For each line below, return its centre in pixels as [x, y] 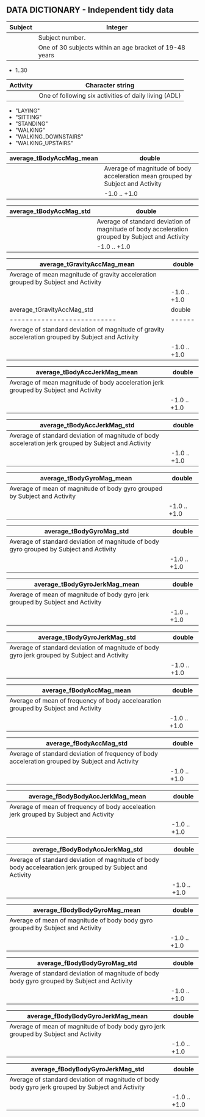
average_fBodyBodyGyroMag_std [87, 963]
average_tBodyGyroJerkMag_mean [87, 584]
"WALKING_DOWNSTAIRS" [49, 136]
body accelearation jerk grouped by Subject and [78, 867]
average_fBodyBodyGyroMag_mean [87, 910]
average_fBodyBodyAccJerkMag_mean [87, 796]
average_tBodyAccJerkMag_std [87, 425]
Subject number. [62, 37]
